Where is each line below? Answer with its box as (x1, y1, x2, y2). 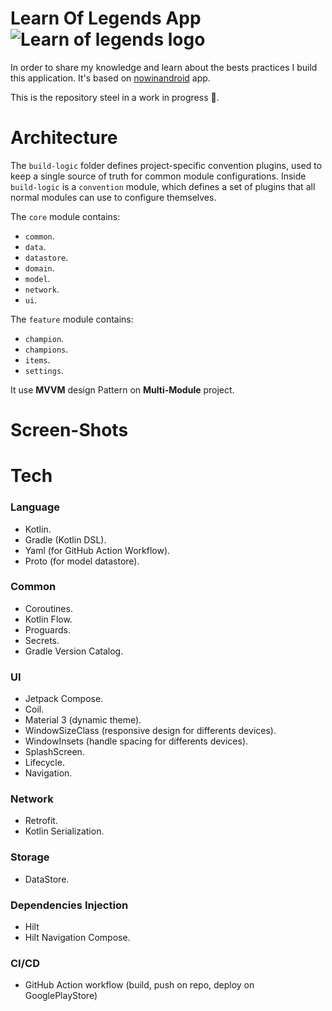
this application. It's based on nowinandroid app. (10, 72, 211, 84)
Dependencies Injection (10, 898, 129, 912)
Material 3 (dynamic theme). (24, 714, 142, 726)
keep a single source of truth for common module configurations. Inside (10, 170, 307, 182)
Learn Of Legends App (10, 7, 202, 30)
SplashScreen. (24, 746, 85, 758)
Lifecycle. (24, 757, 65, 769)
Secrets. (24, 634, 60, 646)
